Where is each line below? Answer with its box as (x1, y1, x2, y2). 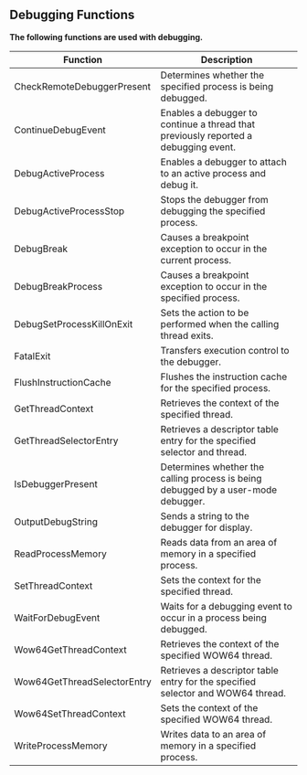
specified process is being (160, 80, 274, 92)
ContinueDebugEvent (14, 123, 107, 136)
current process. (160, 253, 232, 266)
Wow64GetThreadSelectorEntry (14, 675, 153, 688)
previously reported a (160, 129, 253, 142)
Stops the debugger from (160, 193, 270, 206)
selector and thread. (160, 445, 247, 458)
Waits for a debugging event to (160, 600, 292, 612)
